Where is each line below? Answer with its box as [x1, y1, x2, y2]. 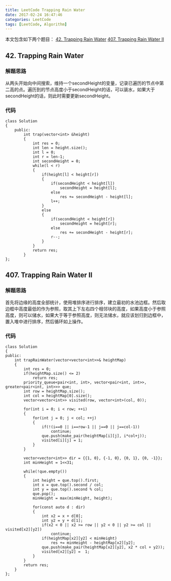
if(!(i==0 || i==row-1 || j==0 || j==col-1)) [41, 425, 140, 430]
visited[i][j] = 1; [41, 438, 83, 443]
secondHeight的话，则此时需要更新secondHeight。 [5, 93, 113, 99]
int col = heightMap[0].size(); [23, 393, 93, 399]
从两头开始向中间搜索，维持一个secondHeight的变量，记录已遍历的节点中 [5, 80, 160, 86]
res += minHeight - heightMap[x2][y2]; [50, 540, 136, 545]
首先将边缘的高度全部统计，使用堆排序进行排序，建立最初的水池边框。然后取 [5, 299, 166, 306]
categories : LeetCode [5, 17, 51, 22]
